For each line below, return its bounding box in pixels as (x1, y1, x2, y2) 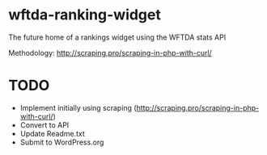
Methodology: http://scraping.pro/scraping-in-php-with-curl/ (8, 48, 212, 57)
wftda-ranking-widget (8, 6, 162, 24)
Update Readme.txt (19, 128, 85, 138)
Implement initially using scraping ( (19, 103, 137, 112)
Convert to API (19, 119, 70, 130)
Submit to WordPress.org (19, 137, 104, 147)
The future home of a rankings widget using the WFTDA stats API (8, 32, 227, 42)
